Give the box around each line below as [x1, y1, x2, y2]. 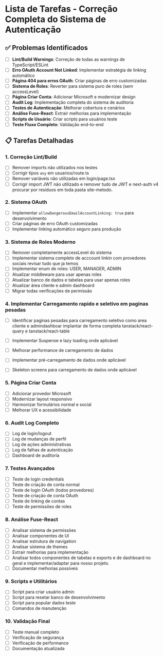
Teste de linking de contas [12, 498, 65, 504]
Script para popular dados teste [12, 600, 76, 606]
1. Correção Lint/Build [5, 154, 57, 160]
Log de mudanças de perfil [12, 436, 67, 442]
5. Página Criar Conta [5, 379, 57, 386]
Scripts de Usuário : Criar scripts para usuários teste [12, 116, 118, 122]
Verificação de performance [12, 640, 69, 646]
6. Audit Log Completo [5, 419, 59, 426]
